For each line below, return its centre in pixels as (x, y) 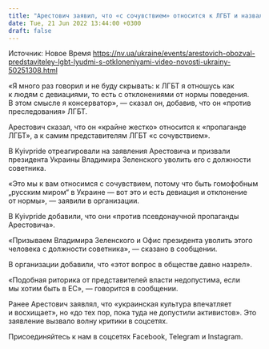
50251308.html (33, 71)
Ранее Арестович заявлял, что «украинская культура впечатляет (120, 304)
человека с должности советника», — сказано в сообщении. (113, 249)
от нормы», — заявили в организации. (74, 201)
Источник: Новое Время (50, 54)
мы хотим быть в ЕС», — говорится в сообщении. (93, 289)
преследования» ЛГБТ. (48, 112)
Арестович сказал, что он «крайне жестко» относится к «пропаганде (127, 127)
